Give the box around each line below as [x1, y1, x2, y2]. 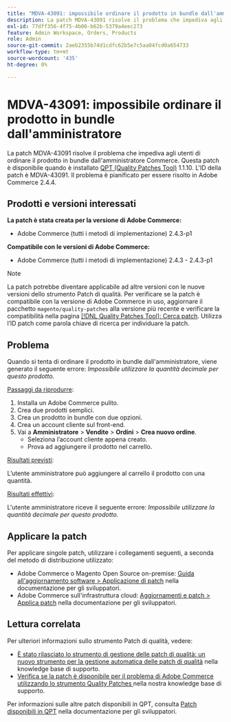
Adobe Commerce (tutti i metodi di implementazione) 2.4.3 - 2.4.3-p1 [16, 256, 213, 265]
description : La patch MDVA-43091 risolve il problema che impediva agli [7, 17, 223, 23]
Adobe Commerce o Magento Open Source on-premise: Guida [16, 569, 195, 578]
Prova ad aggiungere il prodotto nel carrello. [27, 443, 153, 451]
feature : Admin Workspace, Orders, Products [7, 29, 137, 36]
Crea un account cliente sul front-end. [16, 421, 126, 429]
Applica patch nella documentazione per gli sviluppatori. [16, 599, 177, 606]
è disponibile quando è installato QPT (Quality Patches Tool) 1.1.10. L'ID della [7, 163, 221, 172]
